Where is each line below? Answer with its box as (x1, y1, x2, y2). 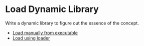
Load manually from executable (12, 29, 78, 35)
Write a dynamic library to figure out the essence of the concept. (5, 20, 139, 26)
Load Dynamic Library (5, 3, 99, 15)
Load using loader (12, 35, 50, 41)
